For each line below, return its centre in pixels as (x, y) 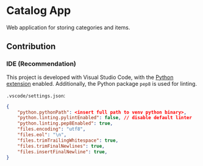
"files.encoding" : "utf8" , (52, 129)
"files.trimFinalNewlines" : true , (61, 146)
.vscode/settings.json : (36, 95)
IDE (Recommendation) (41, 64)
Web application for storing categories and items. (68, 27)
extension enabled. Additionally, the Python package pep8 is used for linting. (101, 83)
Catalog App (39, 11)
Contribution (31, 47)
